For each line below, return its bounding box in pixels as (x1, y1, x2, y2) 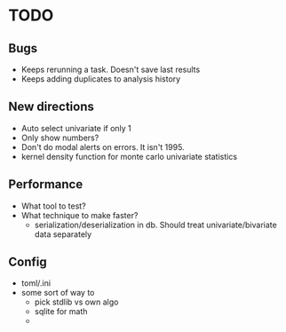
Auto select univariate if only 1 (20, 123, 132, 133)
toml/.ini (20, 278, 51, 289)
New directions (8, 99, 94, 115)
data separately (34, 228, 92, 240)
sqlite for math (34, 306, 88, 317)
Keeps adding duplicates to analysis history (20, 74, 181, 84)
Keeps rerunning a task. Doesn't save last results (20, 64, 201, 75)
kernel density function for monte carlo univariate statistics (20, 151, 237, 162)
